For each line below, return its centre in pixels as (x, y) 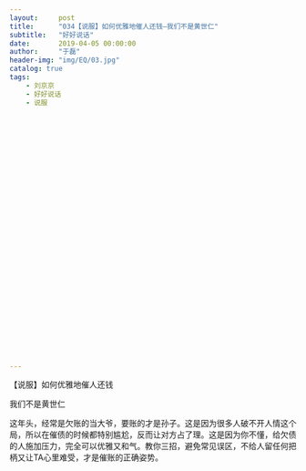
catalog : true (36, 69)
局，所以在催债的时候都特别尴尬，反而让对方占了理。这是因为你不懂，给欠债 (153, 435)
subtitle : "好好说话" (51, 35)
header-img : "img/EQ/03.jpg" (65, 60)
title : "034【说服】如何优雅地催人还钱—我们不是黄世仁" (114, 26)
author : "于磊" (45, 52)
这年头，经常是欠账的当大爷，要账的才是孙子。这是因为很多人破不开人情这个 (153, 424)
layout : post (42, 18)
